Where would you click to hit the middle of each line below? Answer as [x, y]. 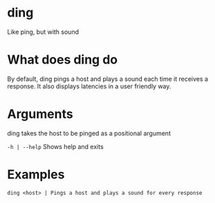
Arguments [40, 114]
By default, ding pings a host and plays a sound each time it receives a [108, 79]
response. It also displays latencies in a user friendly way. [89, 86]
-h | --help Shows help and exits [55, 146]
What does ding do [63, 60]
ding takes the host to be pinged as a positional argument [89, 133]
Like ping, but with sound [43, 32]
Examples [36, 175]
